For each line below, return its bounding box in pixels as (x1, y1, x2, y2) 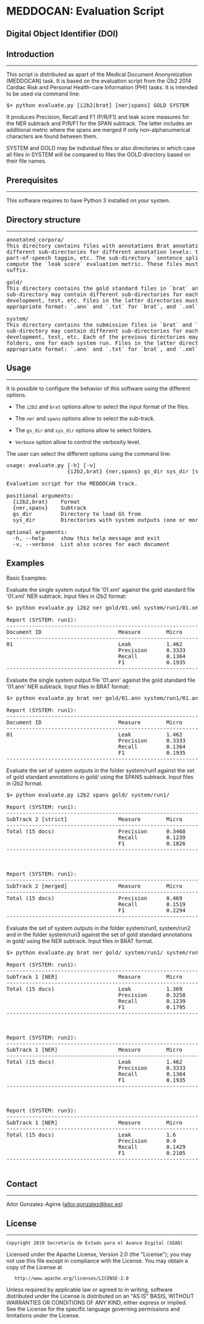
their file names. (6, 157, 47, 165)
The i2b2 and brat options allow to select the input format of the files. (15, 403, 189, 410)
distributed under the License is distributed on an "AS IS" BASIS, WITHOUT (6, 1292, 194, 1300)
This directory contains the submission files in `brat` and (6, 321, 192, 329)
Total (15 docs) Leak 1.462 (6, 1058, 183, 1065)
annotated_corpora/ (6, 236, 64, 244)
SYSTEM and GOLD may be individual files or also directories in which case (6, 145, 195, 152)
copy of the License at (6, 1264, 63, 1271)
